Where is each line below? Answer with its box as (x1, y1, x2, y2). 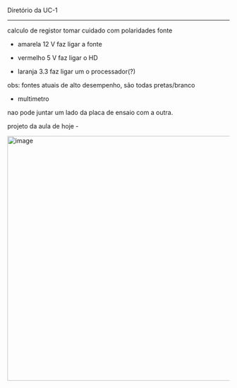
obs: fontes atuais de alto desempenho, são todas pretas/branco (7, 81, 195, 89)
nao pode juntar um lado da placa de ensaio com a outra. (7, 109, 174, 116)
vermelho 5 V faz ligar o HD (17, 54, 99, 62)
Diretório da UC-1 (7, 6, 58, 14)
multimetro (17, 95, 49, 103)
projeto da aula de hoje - (7, 122, 79, 130)
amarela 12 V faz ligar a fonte (17, 40, 102, 48)
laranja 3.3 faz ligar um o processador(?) (17, 67, 136, 75)
